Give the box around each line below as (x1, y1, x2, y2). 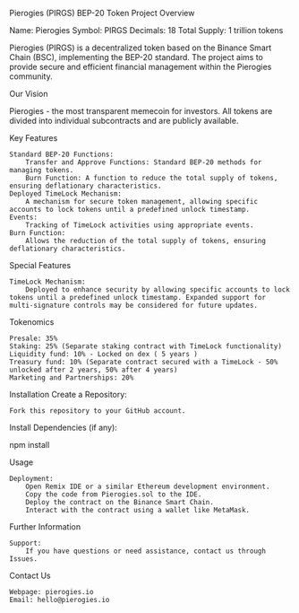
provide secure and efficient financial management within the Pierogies (9, 62, 272, 72)
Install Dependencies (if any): (9, 422, 118, 433)
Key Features (9, 133, 58, 143)
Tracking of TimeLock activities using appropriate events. (25, 221, 254, 230)
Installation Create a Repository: (9, 390, 127, 399)
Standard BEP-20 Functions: (9, 150, 115, 159)
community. (9, 71, 53, 82)
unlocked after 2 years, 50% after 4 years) (9, 365, 178, 374)
